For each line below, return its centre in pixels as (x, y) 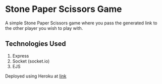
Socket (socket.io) (31, 61)
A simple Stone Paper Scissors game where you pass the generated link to (81, 23)
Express (21, 56)
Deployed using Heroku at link (36, 76)
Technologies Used (35, 44)
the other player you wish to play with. (44, 28)
